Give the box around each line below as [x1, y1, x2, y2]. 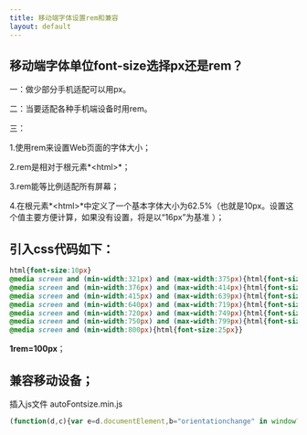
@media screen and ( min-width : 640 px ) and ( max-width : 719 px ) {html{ [9, 300, 268, 309]
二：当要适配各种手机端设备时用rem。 [9, 103, 153, 114]
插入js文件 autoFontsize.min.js [9, 398, 123, 409]
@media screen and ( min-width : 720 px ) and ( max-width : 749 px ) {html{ [9, 308, 268, 318]
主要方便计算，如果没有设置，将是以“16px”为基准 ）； [25, 212, 225, 223]
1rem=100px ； [9, 344, 66, 355]
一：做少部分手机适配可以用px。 [9, 84, 131, 95]
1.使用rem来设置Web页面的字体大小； [9, 143, 152, 154]
